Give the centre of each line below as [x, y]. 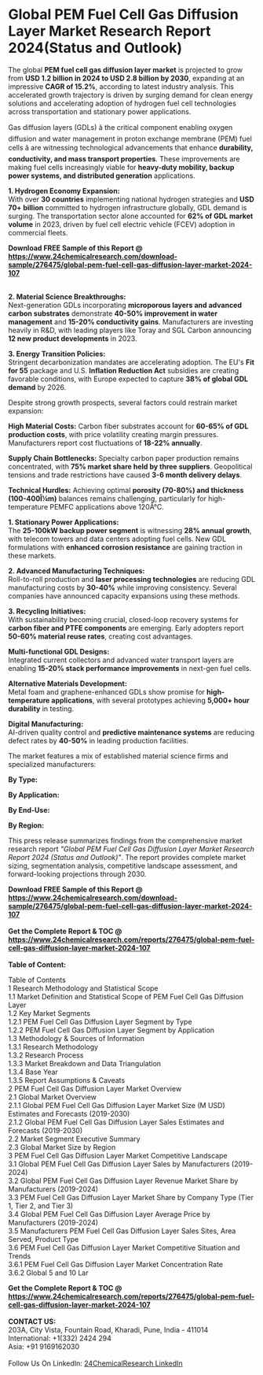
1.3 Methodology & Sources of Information [77, 1038]
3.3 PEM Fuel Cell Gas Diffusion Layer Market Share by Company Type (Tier [131, 1197]
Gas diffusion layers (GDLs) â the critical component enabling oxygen [121, 127]
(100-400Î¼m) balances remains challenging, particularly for [107, 498]
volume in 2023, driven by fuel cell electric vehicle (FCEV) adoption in [122, 224]
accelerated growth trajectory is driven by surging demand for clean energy [131, 95]
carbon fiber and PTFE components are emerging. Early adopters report [126, 628]
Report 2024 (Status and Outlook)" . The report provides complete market [127, 857]
